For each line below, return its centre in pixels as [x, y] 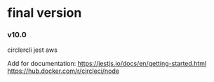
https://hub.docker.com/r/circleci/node [63, 71]
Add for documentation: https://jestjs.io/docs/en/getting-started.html [107, 64]
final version [45, 13]
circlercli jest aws [32, 50]
